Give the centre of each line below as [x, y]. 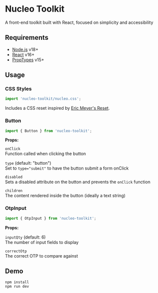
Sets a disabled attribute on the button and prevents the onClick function [78, 182]
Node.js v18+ [25, 49]
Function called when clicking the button [46, 154]
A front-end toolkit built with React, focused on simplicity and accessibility [79, 22]
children [14, 191]
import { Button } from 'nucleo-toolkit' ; [48, 131]
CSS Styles [18, 89]
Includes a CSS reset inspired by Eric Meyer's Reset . [57, 108]
